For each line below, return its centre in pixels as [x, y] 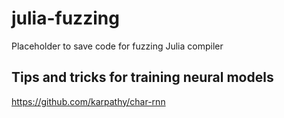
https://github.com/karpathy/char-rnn [88, 101]
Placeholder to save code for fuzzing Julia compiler [117, 46]
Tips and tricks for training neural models [142, 77]
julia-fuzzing [65, 18]
